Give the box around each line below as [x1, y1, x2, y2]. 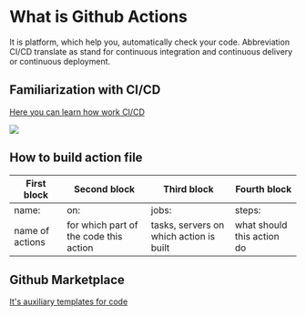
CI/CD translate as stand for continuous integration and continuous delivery [9, 46, 293, 56]
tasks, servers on [150, 219, 225, 231]
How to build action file [9, 150, 143, 166]
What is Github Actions [9, 6, 189, 27]
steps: [235, 203, 261, 216]
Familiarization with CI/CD [9, 82, 161, 97]
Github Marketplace [9, 271, 126, 288]
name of [14, 224, 50, 237]
